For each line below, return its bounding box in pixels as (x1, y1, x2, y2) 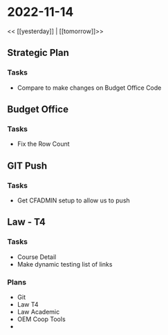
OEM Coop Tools (17, 315, 66, 323)
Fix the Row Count (17, 140, 71, 149)
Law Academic (17, 307, 60, 316)
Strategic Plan (7, 47, 69, 59)
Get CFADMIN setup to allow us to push (17, 196, 130, 204)
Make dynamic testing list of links (17, 260, 113, 268)
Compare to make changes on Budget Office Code (17, 84, 162, 92)
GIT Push (7, 160, 48, 171)
